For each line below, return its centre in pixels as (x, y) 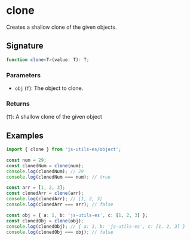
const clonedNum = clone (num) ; (45, 165)
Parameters (23, 75)
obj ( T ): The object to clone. (49, 88)
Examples (25, 135)
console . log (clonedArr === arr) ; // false (60, 204)
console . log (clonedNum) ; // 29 (45, 171)
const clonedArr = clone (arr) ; (45, 193)
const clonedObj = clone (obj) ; (45, 221)
